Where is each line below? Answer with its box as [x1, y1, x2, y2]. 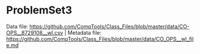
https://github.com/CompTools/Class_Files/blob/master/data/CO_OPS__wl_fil [6, 35, 194, 42]
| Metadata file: [64, 29, 102, 36]
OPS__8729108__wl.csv [6, 29, 64, 36]
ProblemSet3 [6, 4, 73, 17]
